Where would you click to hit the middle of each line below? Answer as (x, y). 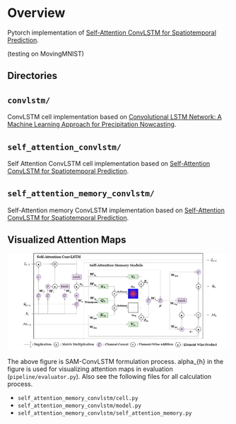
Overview (36, 13)
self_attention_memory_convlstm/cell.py (78, 399)
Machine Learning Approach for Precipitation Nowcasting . (92, 124)
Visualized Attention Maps (67, 240)
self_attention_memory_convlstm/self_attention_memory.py (105, 413)
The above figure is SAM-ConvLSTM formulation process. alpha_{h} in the (116, 362)
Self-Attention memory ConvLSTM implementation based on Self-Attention (116, 210)
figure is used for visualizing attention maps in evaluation (90, 369)
